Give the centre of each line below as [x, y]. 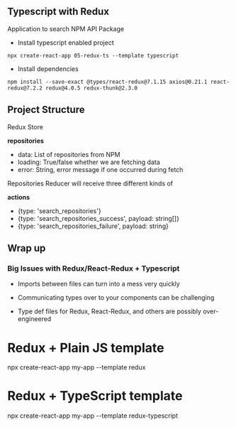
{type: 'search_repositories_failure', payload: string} [93, 226]
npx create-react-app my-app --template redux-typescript [93, 416]
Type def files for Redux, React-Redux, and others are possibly [109, 311]
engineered [34, 319]
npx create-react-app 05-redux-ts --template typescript [93, 55]
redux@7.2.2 [25, 88]
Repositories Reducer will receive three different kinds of [90, 183]
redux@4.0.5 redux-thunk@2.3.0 [91, 88]
